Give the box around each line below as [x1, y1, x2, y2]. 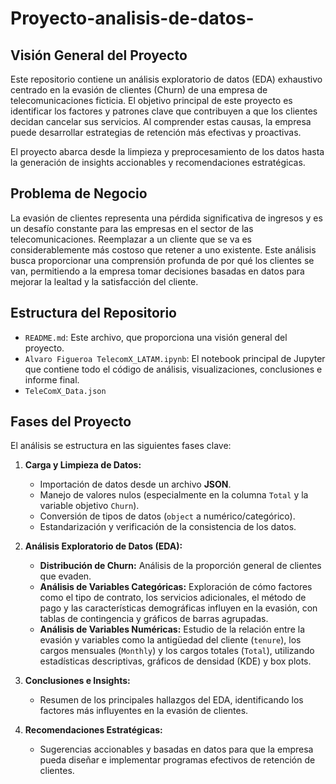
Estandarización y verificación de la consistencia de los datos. [39, 521, 297, 533]
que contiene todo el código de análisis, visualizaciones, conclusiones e [24, 363, 323, 375]
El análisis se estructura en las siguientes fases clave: [10, 440, 232, 452]
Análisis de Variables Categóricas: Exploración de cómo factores [39, 581, 313, 593]
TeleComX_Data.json [24, 386, 107, 396]
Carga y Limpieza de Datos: [24, 459, 142, 471]
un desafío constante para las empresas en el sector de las [10, 222, 254, 234]
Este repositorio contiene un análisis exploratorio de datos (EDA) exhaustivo [10, 73, 323, 85]
